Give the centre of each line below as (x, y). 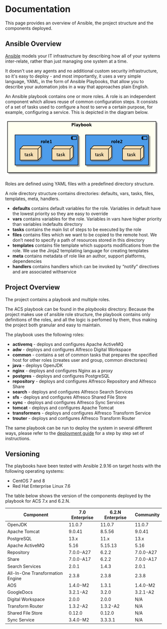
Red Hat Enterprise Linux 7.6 (41, 486)
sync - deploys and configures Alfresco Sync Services (69, 402)
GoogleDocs (20, 592)
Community (147, 515)
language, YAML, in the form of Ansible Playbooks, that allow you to (75, 81)
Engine (14, 578)
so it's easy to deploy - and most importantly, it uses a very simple (73, 76)
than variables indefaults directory (47, 224)
